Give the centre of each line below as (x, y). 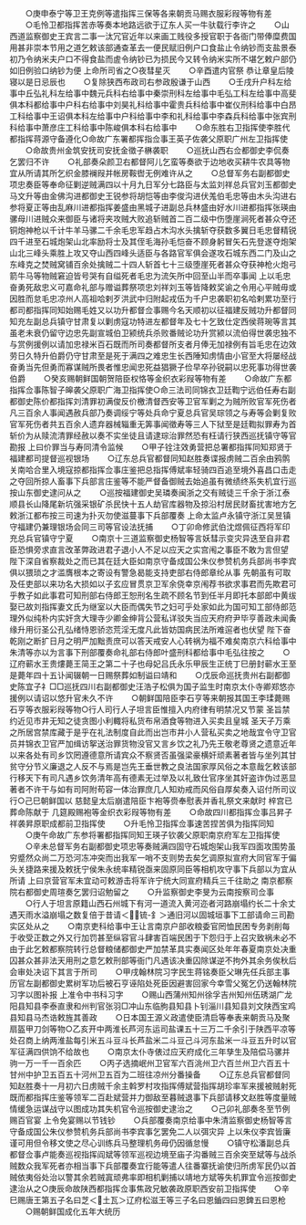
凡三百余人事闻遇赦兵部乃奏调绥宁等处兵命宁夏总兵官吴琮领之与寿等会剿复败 (153, 413)
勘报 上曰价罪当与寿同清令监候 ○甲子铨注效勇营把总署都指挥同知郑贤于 (151, 447)
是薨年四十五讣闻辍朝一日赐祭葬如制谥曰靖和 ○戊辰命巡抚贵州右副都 (146, 675)
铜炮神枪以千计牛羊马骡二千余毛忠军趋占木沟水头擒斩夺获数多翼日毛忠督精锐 (153, 230)
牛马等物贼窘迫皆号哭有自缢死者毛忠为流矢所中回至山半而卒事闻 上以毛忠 (154, 276)
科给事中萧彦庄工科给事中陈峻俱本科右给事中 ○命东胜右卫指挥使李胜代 (150, 127)
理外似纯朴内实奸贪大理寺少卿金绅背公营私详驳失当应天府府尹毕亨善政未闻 (149, 618)
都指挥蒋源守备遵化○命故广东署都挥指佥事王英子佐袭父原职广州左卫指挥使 (149, 139)
